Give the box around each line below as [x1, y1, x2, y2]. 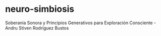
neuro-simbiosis [5, 3, 74, 15]
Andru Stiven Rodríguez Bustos [5, 25, 69, 31]
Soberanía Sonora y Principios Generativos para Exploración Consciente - [5, 20, 156, 26]
